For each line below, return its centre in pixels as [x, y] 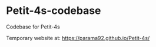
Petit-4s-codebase [54, 11]
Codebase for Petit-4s [33, 27]
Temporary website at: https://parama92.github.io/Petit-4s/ [78, 38]
